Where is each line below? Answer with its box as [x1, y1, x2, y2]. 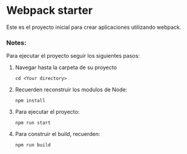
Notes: [6, 38, 27, 47]
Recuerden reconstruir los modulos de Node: [15, 86, 128, 93]
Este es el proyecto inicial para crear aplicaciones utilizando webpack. [6, 23, 182, 31]
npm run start [15, 120, 51, 126]
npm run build [15, 142, 51, 148]
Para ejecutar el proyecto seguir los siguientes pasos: [6, 52, 140, 60]
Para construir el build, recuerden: [15, 131, 100, 138]
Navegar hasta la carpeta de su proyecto [15, 64, 117, 71]
